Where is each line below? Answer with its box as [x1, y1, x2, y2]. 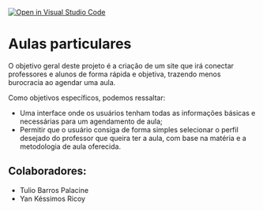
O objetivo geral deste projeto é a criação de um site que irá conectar [8, 61, 235, 70]
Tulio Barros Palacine [19, 185, 89, 194]
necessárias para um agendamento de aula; [19, 117, 163, 126]
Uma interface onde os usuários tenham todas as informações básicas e [19, 108, 256, 117]
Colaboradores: [8, 165, 87, 178]
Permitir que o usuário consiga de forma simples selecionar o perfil [19, 124, 239, 134]
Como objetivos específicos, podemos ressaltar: [8, 93, 166, 102]
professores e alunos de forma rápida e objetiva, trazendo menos [8, 69, 221, 79]
